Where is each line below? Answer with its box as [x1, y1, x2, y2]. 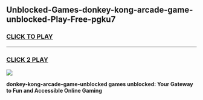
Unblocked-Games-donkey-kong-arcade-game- [6, 5, 193, 15]
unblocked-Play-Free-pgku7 [6, 15, 116, 25]
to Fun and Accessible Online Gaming [6, 87, 103, 94]
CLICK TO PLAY [6, 33, 53, 41]
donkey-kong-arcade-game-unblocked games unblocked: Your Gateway [6, 80, 193, 87]
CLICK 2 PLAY [6, 55, 48, 64]
